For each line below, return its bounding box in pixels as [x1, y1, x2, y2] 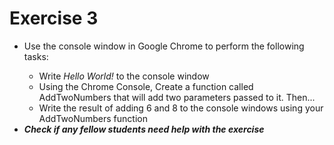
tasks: [23, 50, 49, 62]
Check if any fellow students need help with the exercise [23, 123, 265, 135]
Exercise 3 [9, 7, 99, 30]
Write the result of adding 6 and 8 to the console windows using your [38, 102, 324, 114]
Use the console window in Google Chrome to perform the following [23, 40, 305, 52]
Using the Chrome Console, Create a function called [38, 80, 254, 92]
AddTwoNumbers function [38, 112, 148, 124]
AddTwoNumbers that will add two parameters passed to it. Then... [38, 91, 316, 103]
